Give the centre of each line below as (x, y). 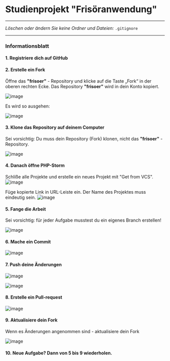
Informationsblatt (27, 46)
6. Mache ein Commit (28, 241)
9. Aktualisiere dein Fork (31, 320)
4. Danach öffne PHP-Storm (35, 165)
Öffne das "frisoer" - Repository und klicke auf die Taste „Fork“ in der (78, 81)
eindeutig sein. (21, 197)
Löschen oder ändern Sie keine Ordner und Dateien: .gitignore (72, 28)
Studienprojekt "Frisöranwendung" (81, 9)
